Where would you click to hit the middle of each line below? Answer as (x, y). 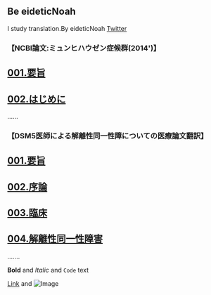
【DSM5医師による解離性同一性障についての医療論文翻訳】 (108, 136)
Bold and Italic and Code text (48, 270)
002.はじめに (37, 99)
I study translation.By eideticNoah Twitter (67, 28)
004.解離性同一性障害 (55, 239)
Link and (20, 283)
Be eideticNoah (41, 12)
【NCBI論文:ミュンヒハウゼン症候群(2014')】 (84, 48)
